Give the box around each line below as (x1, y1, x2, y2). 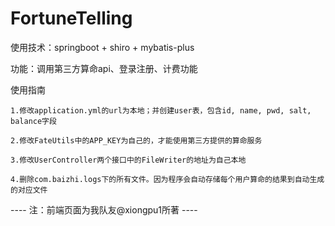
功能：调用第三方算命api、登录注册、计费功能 (10, 62, 198, 74)
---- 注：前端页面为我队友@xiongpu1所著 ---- (10, 203, 198, 216)
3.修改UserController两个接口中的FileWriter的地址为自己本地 (10, 155, 247, 165)
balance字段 (10, 116, 57, 126)
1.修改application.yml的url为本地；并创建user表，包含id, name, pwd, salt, (10, 105, 312, 116)
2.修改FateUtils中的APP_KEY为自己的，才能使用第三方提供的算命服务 (10, 135, 263, 146)
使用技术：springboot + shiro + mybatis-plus (10, 41, 195, 53)
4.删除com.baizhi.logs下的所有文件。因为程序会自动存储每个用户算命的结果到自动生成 (10, 174, 325, 184)
